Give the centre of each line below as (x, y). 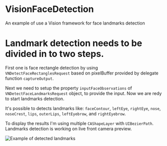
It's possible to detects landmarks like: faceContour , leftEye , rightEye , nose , (83, 108)
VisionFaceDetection (50, 9)
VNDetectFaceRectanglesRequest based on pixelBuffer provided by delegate (82, 73)
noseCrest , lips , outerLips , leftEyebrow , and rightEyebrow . (66, 113)
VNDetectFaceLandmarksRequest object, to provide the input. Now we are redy (83, 93)
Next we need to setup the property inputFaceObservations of (69, 88)
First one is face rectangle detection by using (52, 67)
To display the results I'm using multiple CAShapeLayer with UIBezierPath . (79, 123)
